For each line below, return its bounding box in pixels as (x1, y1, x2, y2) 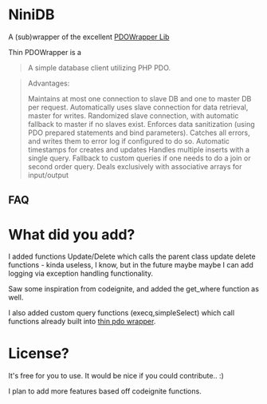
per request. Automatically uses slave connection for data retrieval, (27, 102, 249, 112)
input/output (27, 170, 69, 180)
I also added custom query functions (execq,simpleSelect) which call (8, 308, 235, 318)
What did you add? (8, 225, 135, 244)
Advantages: (27, 78, 70, 88)
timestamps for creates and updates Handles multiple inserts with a (27, 145, 249, 154)
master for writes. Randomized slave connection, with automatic (27, 110, 239, 121)
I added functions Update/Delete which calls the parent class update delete (8, 252, 257, 261)
